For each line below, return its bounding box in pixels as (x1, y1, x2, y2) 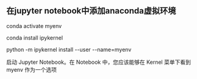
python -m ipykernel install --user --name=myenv (6, 46, 132, 53)
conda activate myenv (6, 22, 62, 29)
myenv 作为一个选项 (6, 66, 57, 73)
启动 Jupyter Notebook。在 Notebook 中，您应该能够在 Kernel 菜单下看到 (6, 58, 191, 66)
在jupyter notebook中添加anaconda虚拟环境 (6, 5, 176, 16)
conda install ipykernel (6, 34, 63, 41)
